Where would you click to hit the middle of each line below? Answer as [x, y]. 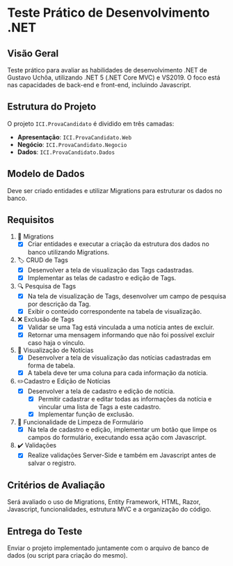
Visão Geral [33, 53]
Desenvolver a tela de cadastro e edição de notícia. [101, 391]
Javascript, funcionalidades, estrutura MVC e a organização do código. [109, 510]
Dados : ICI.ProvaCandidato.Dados [66, 152]
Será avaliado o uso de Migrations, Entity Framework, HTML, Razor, [104, 502]
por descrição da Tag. [59, 304]
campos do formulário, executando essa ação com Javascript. [117, 438]
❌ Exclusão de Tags [46, 319]
